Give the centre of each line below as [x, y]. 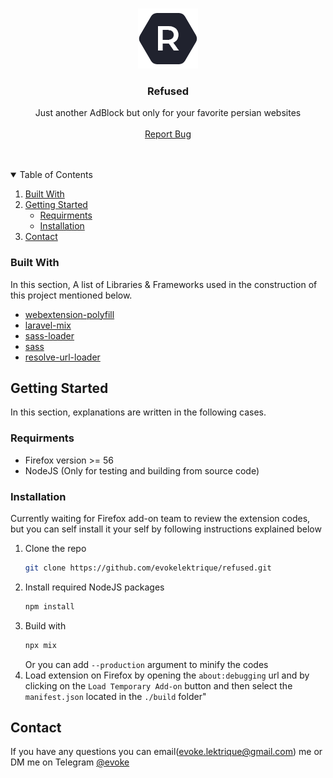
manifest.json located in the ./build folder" [115, 696]
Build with [45, 625]
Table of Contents [56, 175]
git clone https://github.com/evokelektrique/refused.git [148, 568]
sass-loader [49, 335]
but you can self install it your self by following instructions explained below [166, 529]
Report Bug [168, 134]
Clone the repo [55, 548]
